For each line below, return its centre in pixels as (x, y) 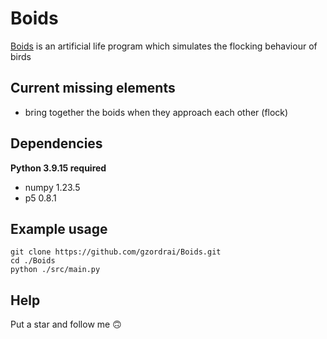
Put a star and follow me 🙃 (66, 324)
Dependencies (56, 143)
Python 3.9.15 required (58, 168)
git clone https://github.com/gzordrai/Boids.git (116, 252)
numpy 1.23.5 (52, 187)
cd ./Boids (33, 261)
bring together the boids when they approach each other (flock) (156, 112)
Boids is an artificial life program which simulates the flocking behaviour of (164, 46)
